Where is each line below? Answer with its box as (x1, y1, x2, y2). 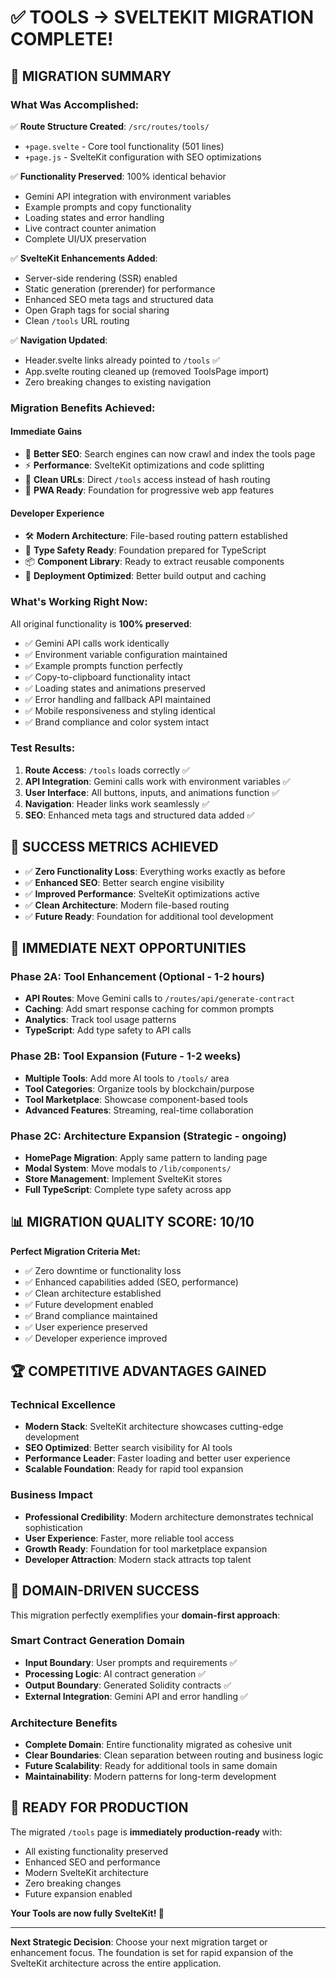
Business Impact (10, 1488, 93, 1502)
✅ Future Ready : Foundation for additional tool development (24, 910, 274, 922)
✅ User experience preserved (24, 1321, 148, 1333)
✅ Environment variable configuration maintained (24, 648, 228, 660)
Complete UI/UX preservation (24, 232, 147, 245)
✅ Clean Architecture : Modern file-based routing (24, 899, 230, 911)
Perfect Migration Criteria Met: (10, 1245, 141, 1257)
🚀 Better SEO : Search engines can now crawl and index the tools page (24, 448, 316, 460)
